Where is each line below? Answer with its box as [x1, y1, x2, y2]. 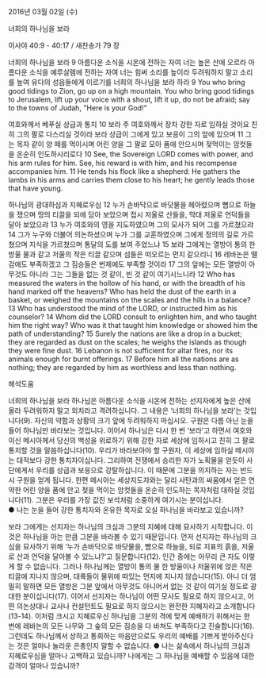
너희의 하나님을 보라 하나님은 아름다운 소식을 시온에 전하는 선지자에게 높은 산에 [8, 396, 252, 405]
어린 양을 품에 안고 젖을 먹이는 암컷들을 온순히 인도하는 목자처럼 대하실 [22, 485, 241, 495]
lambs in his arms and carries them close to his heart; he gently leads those [8, 175, 255, 184]
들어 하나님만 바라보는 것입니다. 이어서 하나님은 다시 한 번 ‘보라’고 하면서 [8, 426, 231, 435]
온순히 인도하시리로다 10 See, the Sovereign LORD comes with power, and [16, 149, 253, 159]
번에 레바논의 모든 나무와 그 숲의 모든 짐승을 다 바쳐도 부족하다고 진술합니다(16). [8, 622, 255, 630]
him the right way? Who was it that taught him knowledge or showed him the [8, 321, 258, 329]
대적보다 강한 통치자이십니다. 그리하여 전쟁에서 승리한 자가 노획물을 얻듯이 [16, 456, 245, 464]
